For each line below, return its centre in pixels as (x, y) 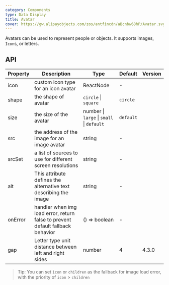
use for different (54, 159)
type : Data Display (26, 15)
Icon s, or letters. (22, 44)
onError (17, 220)
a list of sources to (56, 153)
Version (152, 74)
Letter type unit (52, 241)
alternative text (52, 186)
